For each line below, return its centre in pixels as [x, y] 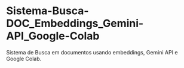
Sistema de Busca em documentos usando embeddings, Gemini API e [92, 52]
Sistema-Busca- [47, 11]
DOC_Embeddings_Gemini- [75, 23]
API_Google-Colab [53, 36]
